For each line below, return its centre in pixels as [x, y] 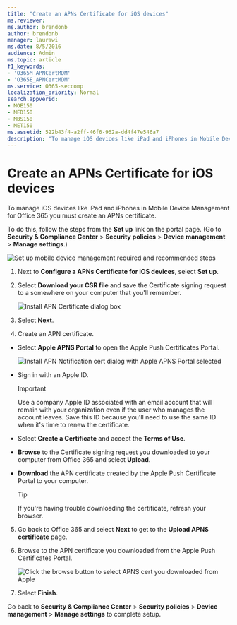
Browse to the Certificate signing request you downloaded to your [114, 452]
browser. [30, 516]
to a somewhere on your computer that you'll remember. [99, 293]
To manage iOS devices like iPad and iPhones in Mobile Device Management [119, 208]
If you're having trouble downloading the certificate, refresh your [112, 508]
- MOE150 [20, 106]
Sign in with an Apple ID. [53, 375]
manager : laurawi [33, 40]
